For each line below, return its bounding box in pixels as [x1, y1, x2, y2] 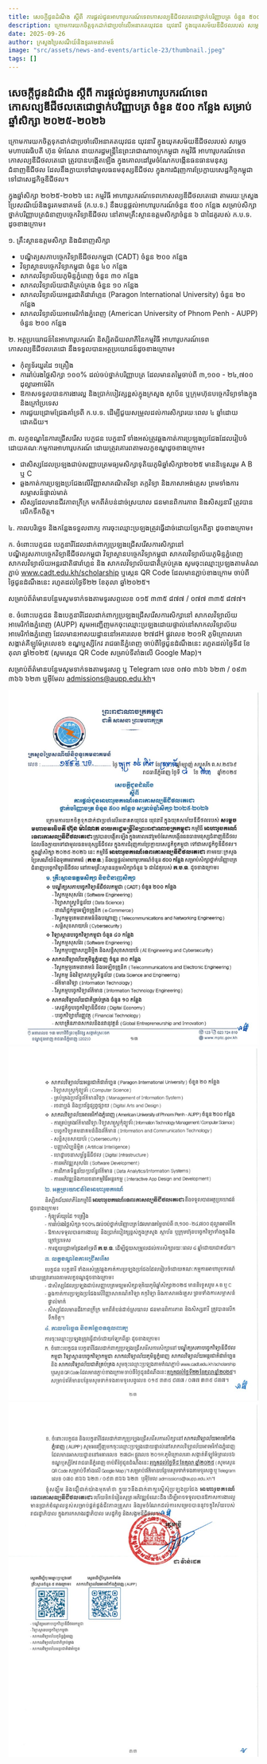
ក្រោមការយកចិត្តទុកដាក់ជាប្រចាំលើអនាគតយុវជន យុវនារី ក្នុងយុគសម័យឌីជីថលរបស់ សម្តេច [8, 136, 246, 146]
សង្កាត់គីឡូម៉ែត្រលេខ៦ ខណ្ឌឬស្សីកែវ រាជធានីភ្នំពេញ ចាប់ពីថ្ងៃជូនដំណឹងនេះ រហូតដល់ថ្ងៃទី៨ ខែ [8, 638, 250, 648]
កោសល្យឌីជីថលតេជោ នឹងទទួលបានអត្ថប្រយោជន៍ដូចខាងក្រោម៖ [8, 343, 176, 353]
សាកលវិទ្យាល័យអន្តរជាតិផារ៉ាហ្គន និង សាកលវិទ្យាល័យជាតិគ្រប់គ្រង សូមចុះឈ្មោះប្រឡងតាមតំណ [8, 558, 259, 568]
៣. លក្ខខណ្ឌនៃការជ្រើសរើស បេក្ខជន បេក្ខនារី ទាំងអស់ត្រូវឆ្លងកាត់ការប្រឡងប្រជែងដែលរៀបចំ [8, 433, 248, 443]
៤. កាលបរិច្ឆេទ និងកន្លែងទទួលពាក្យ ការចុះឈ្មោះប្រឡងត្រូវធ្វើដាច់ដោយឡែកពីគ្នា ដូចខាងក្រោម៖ [8, 522, 254, 533]
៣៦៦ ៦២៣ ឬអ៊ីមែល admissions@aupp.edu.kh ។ [8, 673, 156, 683]
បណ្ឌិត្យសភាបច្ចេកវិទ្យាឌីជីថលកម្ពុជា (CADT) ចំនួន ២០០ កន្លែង [19, 252, 188, 261]
